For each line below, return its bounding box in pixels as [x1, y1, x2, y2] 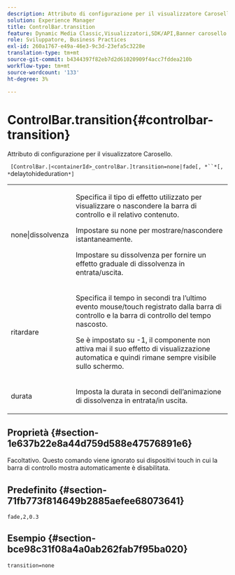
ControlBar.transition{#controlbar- [7, 111, 214, 128]
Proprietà [7, 426, 49, 438]
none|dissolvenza [10, 230, 69, 240]
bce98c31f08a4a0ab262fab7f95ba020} [7, 543, 188, 555]
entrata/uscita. [76, 268, 124, 278]
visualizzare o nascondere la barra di [76, 201, 197, 211]
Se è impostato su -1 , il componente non [76, 335, 211, 345]
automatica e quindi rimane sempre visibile [76, 353, 217, 363]
